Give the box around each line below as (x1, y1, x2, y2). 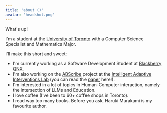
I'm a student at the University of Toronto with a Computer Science (5, 36, 144, 42)
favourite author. (12, 103, 47, 109)
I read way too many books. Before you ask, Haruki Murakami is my (12, 97, 152, 103)
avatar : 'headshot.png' (5, 12, 55, 17)
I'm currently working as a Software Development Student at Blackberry (12, 60, 162, 66)
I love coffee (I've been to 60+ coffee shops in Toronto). (12, 92, 129, 98)
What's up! (5, 26, 28, 32)
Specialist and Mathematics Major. (5, 41, 76, 47)
